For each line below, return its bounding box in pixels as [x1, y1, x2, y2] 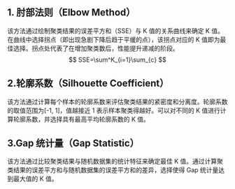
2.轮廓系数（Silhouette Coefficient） [7, 78, 169, 90]
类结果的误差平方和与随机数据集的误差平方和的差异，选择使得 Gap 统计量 [7, 166, 219, 174]
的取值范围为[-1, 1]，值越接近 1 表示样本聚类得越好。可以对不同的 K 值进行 [7, 106, 220, 114]
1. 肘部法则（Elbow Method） [7, 6, 136, 19]
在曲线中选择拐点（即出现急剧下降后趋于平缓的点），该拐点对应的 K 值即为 [7, 35, 220, 43]
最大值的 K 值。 [13, 174, 58, 183]
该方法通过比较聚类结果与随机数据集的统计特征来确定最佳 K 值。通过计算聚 [7, 157, 224, 166]
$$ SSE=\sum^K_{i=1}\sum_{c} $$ [69, 55, 166, 64]
